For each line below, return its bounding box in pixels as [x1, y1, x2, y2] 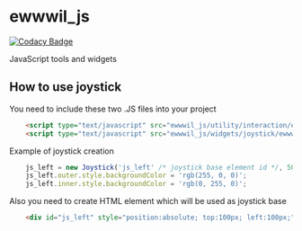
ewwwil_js [9, 6, 90, 27]
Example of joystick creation [9, 146, 114, 156]
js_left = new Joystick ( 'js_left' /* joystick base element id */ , [25, 163, 283, 172]
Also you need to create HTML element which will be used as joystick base [9, 196, 288, 207]
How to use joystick [9, 79, 122, 95]
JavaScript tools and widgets [9, 53, 117, 64]
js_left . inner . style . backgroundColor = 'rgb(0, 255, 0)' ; [25, 180, 247, 189]
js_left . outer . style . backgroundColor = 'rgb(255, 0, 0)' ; [25, 171, 247, 181]
